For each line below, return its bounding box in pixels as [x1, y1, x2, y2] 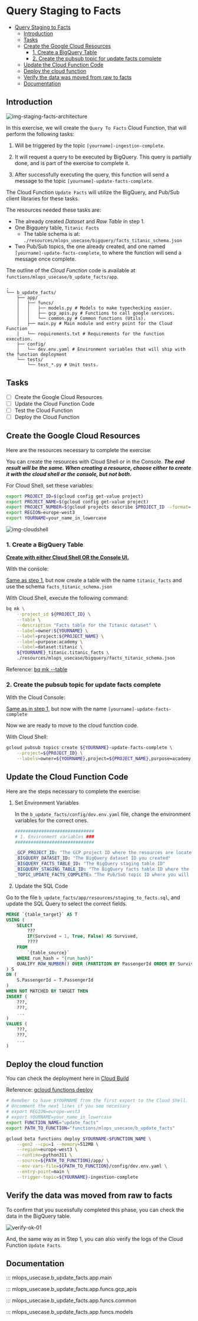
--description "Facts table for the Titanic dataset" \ [16, 622, 157, 628]
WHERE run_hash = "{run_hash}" [16, 955, 94, 961]
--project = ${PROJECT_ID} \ [16, 750, 83, 756]
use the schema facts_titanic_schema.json [6, 583, 113, 590]
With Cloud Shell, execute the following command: [6, 594, 128, 602]
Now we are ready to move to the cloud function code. [6, 722, 138, 729]
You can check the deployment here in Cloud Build [6, 1075, 129, 1082]
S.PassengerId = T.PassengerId [16, 977, 94, 983]
